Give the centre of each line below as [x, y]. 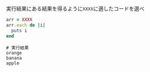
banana [14, 58]
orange [14, 53]
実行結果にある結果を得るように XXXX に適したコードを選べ [75, 8]
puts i [19, 30]
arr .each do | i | [26, 25]
